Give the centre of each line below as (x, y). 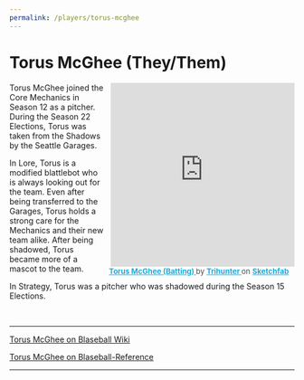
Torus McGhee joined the (57, 88)
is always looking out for (55, 182)
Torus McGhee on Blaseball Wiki (70, 339)
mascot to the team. (47, 269)
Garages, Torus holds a (53, 211)
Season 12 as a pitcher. (52, 107)
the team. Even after (47, 192)
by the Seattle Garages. (53, 145)
